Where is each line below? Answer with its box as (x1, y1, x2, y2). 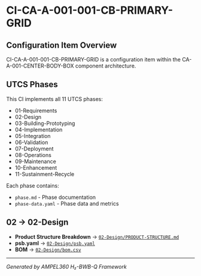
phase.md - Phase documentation (14, 194, 96, 201)
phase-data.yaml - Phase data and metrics (14, 200, 119, 207)
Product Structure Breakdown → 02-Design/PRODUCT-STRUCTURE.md (14, 233, 179, 240)
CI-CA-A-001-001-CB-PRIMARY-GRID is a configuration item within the (6, 56, 181, 63)
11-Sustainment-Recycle (14, 170, 75, 177)
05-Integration (14, 132, 51, 139)
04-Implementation (14, 126, 63, 133)
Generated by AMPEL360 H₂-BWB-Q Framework (6, 263, 127, 270)
